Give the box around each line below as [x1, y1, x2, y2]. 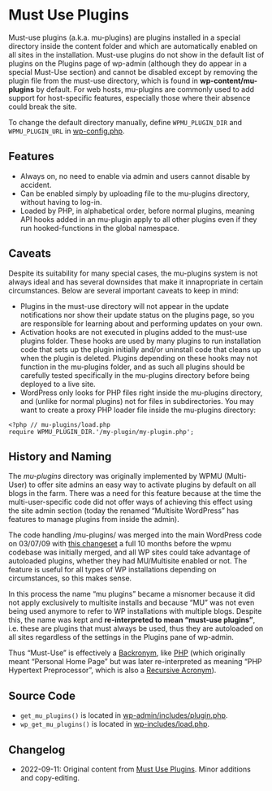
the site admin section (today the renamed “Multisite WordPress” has [8, 506, 240, 515]
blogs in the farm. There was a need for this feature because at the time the [8, 489, 261, 498]
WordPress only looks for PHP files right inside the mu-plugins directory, [19, 388, 263, 398]
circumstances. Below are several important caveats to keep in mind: [8, 285, 240, 295]
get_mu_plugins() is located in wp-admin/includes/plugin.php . [19, 711, 228, 720]
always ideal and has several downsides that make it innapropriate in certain [8, 276, 264, 286]
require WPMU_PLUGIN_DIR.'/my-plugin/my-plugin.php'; [8, 428, 195, 436]
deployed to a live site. [19, 379, 96, 389]
